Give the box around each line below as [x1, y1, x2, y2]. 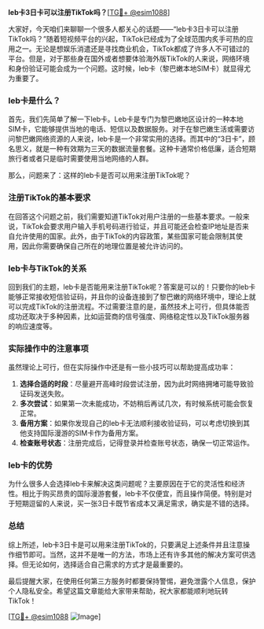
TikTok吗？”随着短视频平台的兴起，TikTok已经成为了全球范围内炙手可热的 [8, 35, 247, 43]
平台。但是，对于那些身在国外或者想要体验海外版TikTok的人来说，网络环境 [8, 54, 250, 63]
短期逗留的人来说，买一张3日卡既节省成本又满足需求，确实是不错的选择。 [14, 499, 254, 509]
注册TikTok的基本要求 [8, 192, 91, 203]
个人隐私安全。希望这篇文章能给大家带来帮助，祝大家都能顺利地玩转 [8, 586, 229, 595]
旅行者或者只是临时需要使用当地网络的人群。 [8, 154, 153, 164]
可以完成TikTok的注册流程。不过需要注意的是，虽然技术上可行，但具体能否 [8, 302, 250, 311]
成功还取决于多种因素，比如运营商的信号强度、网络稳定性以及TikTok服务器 [8, 311, 250, 321]
